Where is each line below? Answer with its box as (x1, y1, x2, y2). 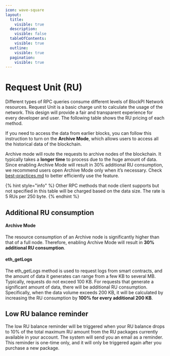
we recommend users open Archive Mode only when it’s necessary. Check (5, 167, 162, 174)
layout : (5, 12, 22, 17)
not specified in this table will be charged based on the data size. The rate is (5, 188, 165, 194)
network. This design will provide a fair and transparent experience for (5, 109, 153, 115)
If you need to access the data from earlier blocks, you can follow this (5, 130, 152, 136)
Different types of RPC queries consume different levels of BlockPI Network (5, 99, 164, 105)
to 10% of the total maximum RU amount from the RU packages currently (5, 328, 158, 335)
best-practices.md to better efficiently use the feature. (5, 173, 120, 179)
